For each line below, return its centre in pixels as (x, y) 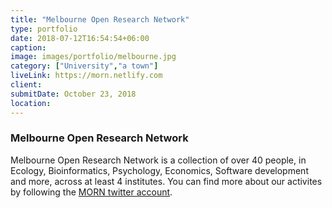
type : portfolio (44, 29)
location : (31, 103)
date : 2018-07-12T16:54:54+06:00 (80, 38)
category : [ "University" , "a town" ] (84, 66)
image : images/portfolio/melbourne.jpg (93, 57)
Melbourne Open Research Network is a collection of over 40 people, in (158, 160)
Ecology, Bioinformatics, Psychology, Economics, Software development (159, 170)
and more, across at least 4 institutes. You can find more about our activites (166, 181)
